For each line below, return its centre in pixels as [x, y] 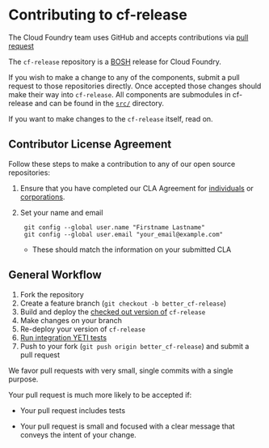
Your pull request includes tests [73, 410]
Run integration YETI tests [63, 337]
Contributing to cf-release [98, 15]
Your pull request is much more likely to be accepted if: [100, 395]
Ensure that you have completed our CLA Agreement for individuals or [137, 188]
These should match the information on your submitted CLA [132, 250]
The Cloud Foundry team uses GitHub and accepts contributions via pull [128, 37]
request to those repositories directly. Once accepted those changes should [135, 86]
